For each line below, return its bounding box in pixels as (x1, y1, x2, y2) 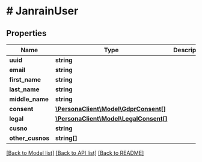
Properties (6, 28, 47, 38)
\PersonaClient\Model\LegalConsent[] (55, 115, 168, 122)
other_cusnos (9, 134, 50, 142)
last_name (9, 85, 40, 94)
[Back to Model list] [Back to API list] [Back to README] (6, 149, 144, 157)
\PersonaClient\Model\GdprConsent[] (55, 105, 167, 113)
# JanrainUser (6, 4, 79, 18)
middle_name (9, 95, 49, 103)
